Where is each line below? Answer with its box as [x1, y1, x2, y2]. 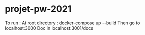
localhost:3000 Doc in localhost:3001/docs [5, 25, 94, 31]
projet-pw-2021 [5, 3, 72, 15]
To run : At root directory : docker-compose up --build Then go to [5, 20, 140, 26]
